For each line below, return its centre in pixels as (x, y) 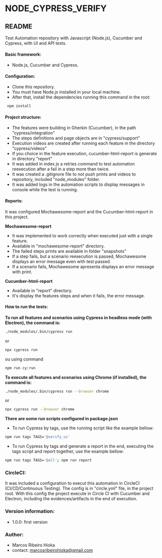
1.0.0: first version (30, 522)
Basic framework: (23, 54)
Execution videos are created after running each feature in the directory (83, 143)
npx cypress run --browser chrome (40, 410)
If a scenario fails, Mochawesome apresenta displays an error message (83, 266)
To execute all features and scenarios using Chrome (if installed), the (76, 377)
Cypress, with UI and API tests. (36, 43)
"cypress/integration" (33, 133)
